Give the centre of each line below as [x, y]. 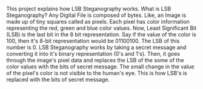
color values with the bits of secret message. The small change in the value [100, 67]
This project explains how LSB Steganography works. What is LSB [89, 9]
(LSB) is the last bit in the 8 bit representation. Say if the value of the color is [101, 35]
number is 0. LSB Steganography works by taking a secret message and [96, 47]
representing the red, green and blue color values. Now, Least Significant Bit [101, 28]
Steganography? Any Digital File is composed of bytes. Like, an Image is [96, 15]
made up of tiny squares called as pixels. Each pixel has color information [98, 21]
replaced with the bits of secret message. [58, 79]
